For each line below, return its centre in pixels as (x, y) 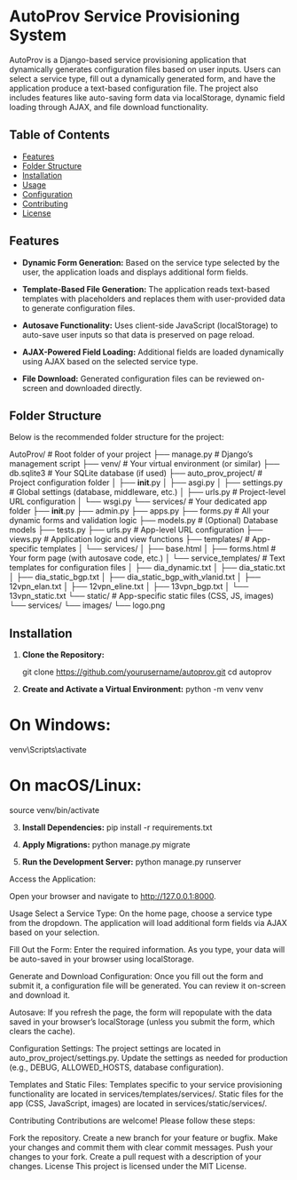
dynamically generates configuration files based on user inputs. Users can (145, 69)
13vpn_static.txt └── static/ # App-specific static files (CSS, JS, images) (142, 596)
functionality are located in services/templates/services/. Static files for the (146, 1094)
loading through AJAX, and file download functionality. (109, 107)
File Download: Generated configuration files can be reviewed (136, 379)
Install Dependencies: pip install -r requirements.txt (117, 827)
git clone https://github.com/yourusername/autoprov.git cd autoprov (147, 672)
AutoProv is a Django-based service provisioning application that (128, 60)
